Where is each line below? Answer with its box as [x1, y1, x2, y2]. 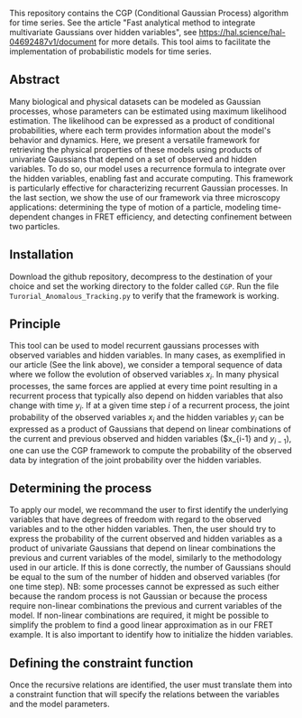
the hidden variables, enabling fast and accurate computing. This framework [9, 173, 294, 183]
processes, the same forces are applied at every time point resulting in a [9, 381, 278, 392]
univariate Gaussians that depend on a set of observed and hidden [9, 154, 257, 164]
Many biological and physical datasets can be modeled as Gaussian [9, 96, 261, 107]
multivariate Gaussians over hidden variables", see [9, 27, 197, 37]
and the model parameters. [9, 699, 110, 710]
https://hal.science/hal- [198, 27, 286, 37]
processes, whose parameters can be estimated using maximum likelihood [9, 106, 287, 117]
